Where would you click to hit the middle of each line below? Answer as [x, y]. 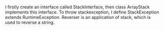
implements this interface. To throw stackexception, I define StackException [82, 12]
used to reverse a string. [30, 22]
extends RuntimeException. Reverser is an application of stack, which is [78, 17]
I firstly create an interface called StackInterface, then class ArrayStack [78, 7]
